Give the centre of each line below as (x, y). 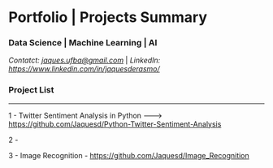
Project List (31, 90)
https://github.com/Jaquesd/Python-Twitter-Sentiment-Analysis (115, 124)
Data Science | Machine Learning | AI (83, 43)
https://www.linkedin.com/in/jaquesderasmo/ (84, 69)
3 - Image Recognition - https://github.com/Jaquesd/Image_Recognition (129, 155)
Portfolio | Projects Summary (108, 17)
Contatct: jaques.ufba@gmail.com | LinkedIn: (84, 60)
